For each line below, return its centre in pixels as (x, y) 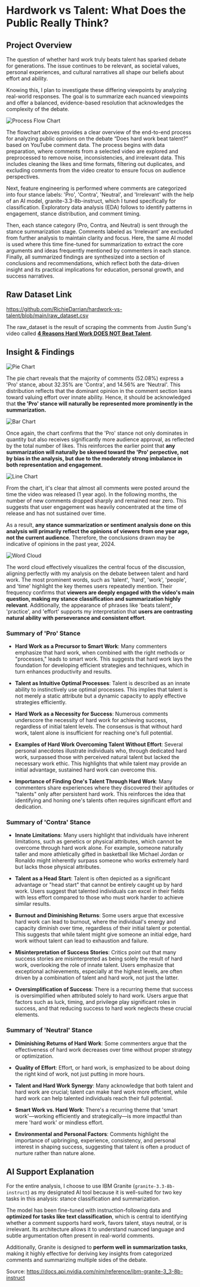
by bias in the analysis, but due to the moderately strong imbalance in (94, 458)
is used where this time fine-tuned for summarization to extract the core (95, 244)
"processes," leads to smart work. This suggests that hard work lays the (103, 659)
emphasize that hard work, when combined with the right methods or (100, 652)
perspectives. (23, 176)
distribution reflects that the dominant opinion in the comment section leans (99, 391)
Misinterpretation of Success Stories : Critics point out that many (96, 953)
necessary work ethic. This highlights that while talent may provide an (101, 763)
